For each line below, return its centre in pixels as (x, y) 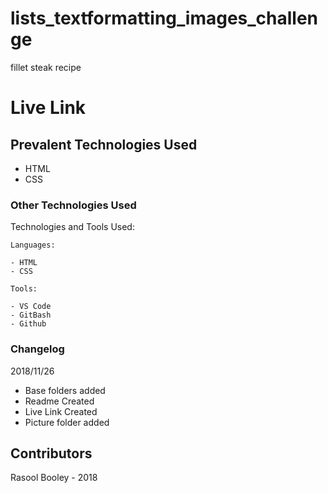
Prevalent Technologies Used (104, 144)
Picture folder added (67, 422)
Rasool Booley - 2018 (54, 478)
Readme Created (59, 401)
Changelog (37, 349)
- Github (28, 324)
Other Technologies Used (73, 205)
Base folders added (65, 390)
